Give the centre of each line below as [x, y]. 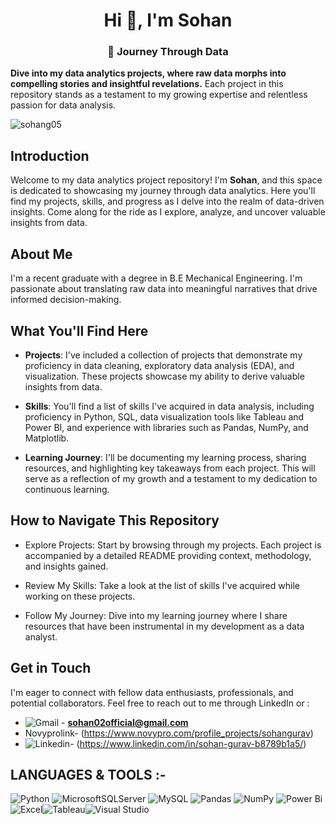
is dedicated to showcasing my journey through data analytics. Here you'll [163, 191]
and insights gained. [66, 566]
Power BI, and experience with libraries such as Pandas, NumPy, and [166, 427]
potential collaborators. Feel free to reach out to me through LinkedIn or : [160, 703]
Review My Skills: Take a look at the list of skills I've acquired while [162, 585]
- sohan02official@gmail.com [125, 722]
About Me [41, 254]
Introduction [50, 155]
